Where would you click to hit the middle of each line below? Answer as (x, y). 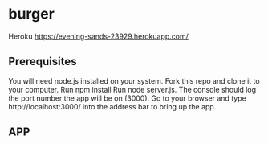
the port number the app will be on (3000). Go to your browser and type (127, 98)
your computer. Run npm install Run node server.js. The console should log (132, 89)
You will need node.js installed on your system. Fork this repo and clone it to (134, 80)
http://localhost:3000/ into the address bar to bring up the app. (112, 106)
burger (31, 14)
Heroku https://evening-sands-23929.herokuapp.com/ (98, 36)
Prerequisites (43, 62)
